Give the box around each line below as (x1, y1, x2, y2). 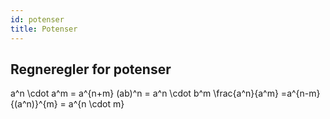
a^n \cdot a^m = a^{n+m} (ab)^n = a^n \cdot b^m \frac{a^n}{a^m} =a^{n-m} (10, 87, 321, 100)
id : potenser (10, 14, 65, 25)
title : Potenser (10, 24, 78, 34)
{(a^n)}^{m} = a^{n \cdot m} (10, 98, 125, 110)
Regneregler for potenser (10, 61, 172, 78)
